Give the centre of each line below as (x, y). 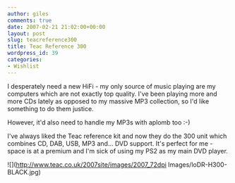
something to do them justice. (50, 108)
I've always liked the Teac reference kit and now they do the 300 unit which (117, 136)
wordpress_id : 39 (33, 53)
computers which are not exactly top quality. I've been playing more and (112, 94)
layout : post (26, 33)
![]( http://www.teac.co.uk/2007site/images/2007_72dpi (87, 164)
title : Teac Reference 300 (47, 46)
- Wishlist (23, 66)
